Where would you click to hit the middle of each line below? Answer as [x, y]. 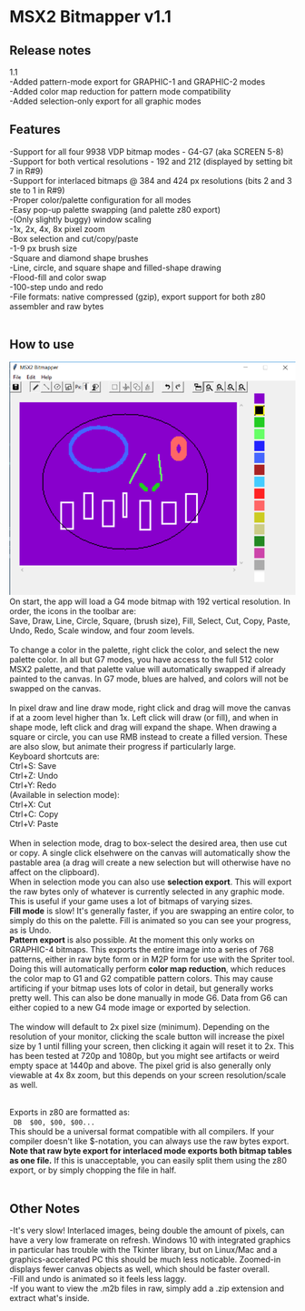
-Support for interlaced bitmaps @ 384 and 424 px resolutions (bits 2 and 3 [151, 180]
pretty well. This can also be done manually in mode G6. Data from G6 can [148, 998]
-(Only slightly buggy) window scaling [80, 219]
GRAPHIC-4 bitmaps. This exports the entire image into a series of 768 [142, 950]
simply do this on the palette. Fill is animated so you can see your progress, [150, 921]
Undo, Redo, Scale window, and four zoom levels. [102, 630]
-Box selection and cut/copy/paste [74, 238]
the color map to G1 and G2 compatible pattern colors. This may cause [142, 979]
